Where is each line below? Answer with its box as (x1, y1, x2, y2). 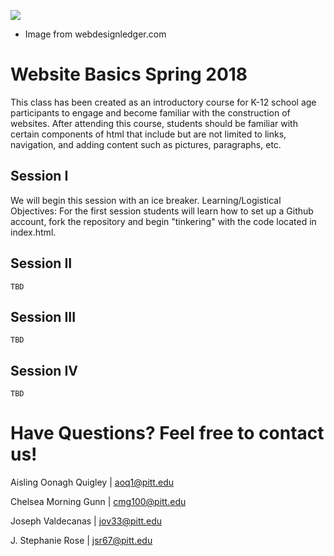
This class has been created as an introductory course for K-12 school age (10, 96, 317, 108)
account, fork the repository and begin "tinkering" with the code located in (10, 215, 317, 227)
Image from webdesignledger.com (24, 28, 167, 40)
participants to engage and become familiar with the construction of (10, 106, 291, 119)
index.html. (10, 226, 57, 238)
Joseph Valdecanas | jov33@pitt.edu (10, 515, 163, 527)
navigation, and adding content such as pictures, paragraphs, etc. (10, 138, 282, 150)
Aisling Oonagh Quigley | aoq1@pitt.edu (10, 476, 174, 489)
